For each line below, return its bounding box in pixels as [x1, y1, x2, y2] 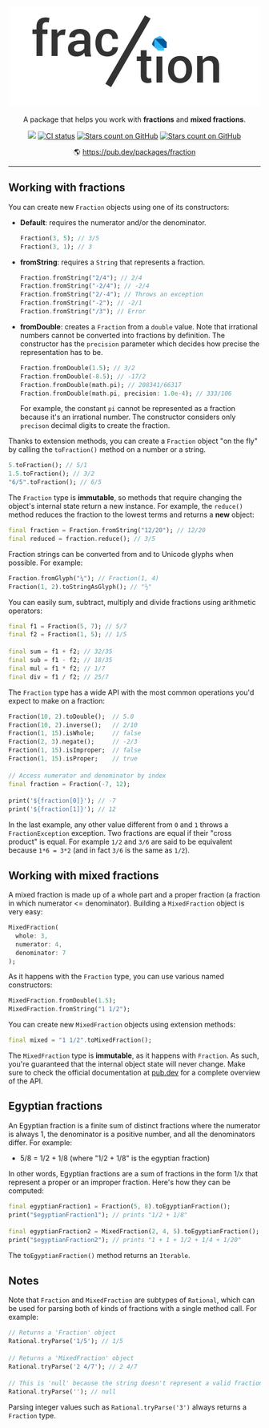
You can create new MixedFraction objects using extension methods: [8, 1020, 236, 1030]
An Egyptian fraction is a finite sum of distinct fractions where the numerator [8, 1120, 261, 1130]
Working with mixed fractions [8, 869, 159, 882]
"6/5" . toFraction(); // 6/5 [8, 478, 102, 486]
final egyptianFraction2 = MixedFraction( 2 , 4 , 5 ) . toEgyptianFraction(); [8, 1228, 260, 1236]
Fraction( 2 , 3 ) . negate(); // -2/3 [8, 738, 138, 746]
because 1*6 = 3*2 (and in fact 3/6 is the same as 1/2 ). [8, 845, 191, 855]
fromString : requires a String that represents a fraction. [19, 257, 206, 267]
